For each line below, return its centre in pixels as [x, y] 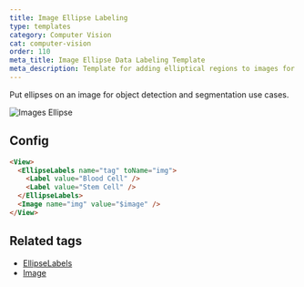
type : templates [40, 26]
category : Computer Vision [61, 35]
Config [29, 141]
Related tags [46, 241]
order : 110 [30, 52]
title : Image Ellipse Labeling [69, 18]
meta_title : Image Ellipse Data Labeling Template [107, 60]
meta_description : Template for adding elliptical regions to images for [152, 69]
